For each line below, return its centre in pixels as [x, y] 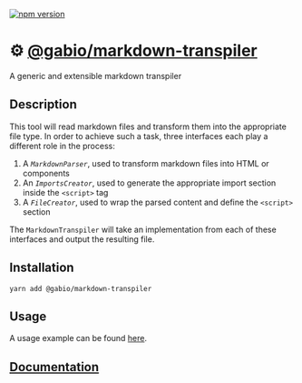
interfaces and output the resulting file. [82, 239]
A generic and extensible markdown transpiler [96, 76]
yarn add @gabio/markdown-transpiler [81, 288]
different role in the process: [62, 146]
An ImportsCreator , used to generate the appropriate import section [149, 183]
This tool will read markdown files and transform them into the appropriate [148, 126]
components [46, 173]
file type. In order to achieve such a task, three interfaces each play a [139, 136]
